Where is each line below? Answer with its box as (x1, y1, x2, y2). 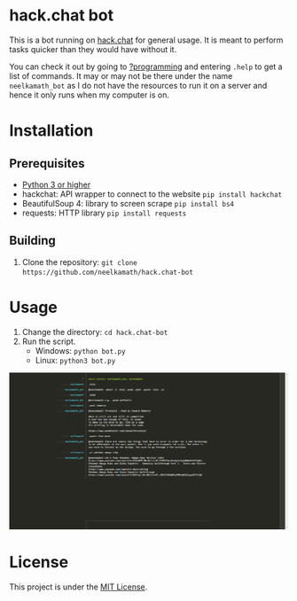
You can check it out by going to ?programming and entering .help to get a (9, 61, 283, 72)
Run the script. (21, 336, 76, 347)
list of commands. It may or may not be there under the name (9, 70, 233, 81)
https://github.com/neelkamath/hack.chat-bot (21, 268, 193, 277)
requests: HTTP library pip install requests (21, 207, 187, 218)
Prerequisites (9, 156, 85, 171)
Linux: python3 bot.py (35, 355, 116, 365)
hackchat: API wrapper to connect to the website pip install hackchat (21, 188, 282, 199)
